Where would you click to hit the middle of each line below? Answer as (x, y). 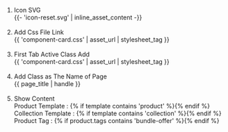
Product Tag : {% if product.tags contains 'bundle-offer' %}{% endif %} (116, 121)
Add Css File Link (39, 32)
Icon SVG (27, 10)
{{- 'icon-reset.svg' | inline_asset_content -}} (78, 17)
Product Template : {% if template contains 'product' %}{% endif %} (112, 106)
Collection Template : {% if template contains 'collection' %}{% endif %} (117, 113)
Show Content (34, 99)
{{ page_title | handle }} (47, 84)
